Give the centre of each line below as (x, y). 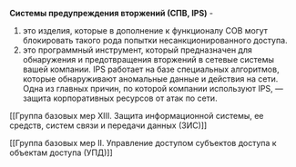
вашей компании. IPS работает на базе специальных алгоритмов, (151, 69)
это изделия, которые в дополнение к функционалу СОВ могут (145, 30)
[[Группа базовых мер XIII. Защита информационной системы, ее (137, 116)
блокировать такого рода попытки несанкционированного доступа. (155, 40)
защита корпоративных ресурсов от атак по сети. (120, 98)
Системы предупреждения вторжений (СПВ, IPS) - (112, 13)
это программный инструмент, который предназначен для (137, 50)
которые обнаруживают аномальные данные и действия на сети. (150, 79)
